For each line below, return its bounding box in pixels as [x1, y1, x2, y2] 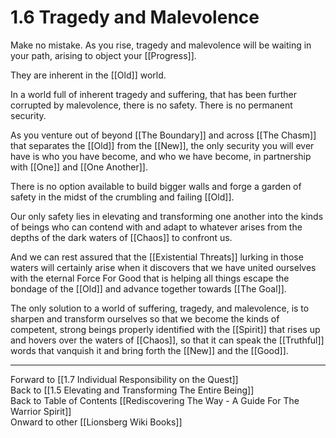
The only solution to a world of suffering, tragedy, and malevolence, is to [10, 302, 310, 314]
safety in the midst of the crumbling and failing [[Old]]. [10, 191, 235, 203]
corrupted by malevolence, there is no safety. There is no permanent [10, 99, 293, 111]
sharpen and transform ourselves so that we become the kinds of [10, 312, 280, 325]
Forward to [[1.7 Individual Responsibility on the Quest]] [10, 373, 239, 385]
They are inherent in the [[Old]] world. [10, 69, 167, 81]
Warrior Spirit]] [10, 405, 72, 417]
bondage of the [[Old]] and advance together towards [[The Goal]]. [10, 282, 287, 295]
